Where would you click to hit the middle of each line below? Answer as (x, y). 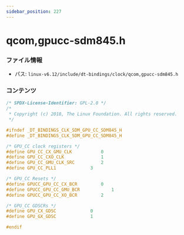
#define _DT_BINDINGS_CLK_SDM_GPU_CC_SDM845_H (64, 136)
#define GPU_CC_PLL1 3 (50, 168)
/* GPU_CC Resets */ (31, 179)
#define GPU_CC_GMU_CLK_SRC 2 (55, 163)
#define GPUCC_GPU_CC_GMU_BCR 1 (60, 189)
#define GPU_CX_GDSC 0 (50, 211)
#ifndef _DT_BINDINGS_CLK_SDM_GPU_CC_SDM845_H (64, 130)
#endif (14, 227)
